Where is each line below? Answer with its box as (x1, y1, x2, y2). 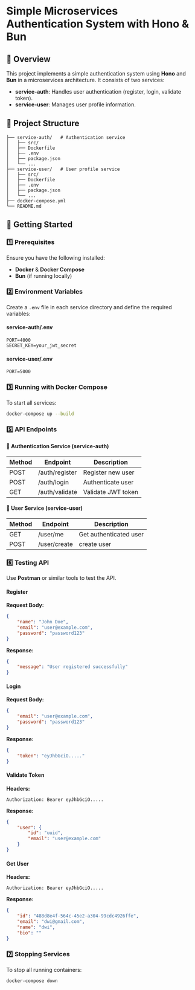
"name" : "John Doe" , (17, 619, 69, 625)
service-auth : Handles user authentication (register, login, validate (14, 88, 182, 95)
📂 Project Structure (6, 118, 80, 129)
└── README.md (6, 203, 42, 209)
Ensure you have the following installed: (6, 254, 106, 261)
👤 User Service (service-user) (6, 504, 83, 512)
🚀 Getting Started (6, 219, 73, 230)
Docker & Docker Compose (14, 266, 85, 273)
